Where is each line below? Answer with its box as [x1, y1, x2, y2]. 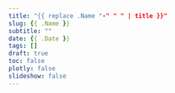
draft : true [8, 49, 48, 57]
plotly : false [8, 65, 56, 73]
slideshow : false [8, 72, 67, 80]
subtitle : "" [8, 27, 52, 35]
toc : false [8, 57, 45, 66]
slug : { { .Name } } [8, 19, 70, 27]
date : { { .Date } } [8, 34, 70, 43]
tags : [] [8, 42, 38, 50]
